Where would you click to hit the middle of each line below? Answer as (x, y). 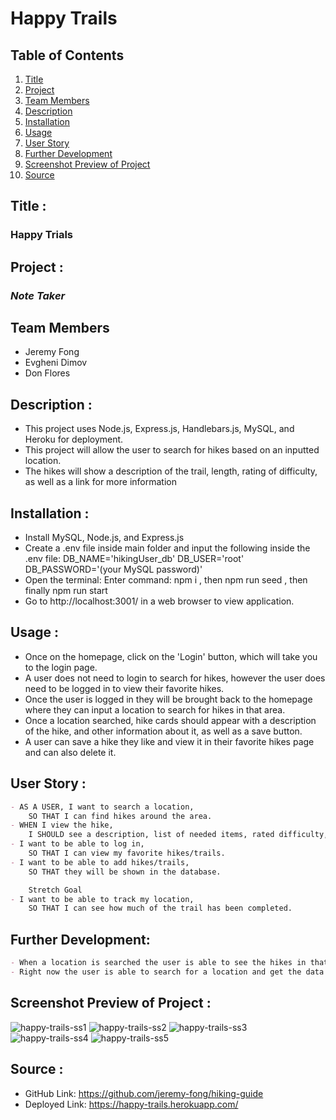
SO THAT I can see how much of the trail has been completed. (160, 908)
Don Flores (47, 373)
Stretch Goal (55, 890)
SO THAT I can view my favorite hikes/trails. (127, 853)
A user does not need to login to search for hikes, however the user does (175, 678)
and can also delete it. (70, 752)
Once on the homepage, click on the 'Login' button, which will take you (171, 656)
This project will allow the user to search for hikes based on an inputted (172, 450)
